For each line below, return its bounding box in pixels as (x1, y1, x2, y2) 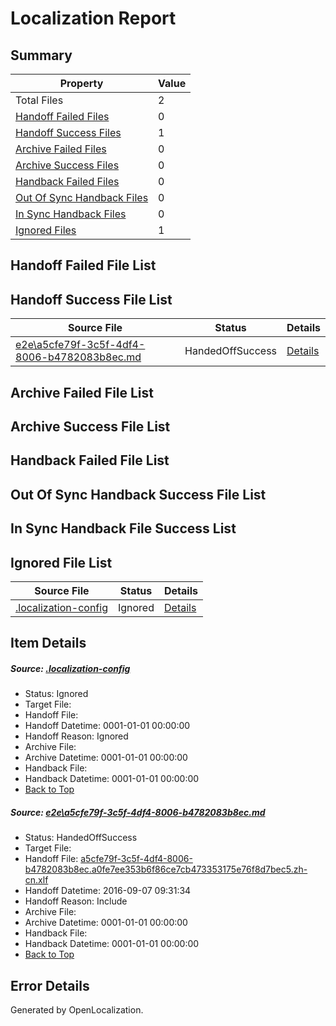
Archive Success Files (15, 158, 120, 172)
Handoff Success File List (10, 291, 173, 308)
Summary (10, 47, 73, 64)
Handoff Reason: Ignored (24, 730, 129, 742)
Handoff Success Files (15, 126, 122, 139)
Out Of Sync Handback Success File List (10, 486, 267, 503)
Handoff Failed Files (15, 110, 110, 123)
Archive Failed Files (15, 142, 107, 156)
